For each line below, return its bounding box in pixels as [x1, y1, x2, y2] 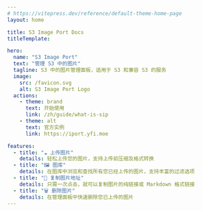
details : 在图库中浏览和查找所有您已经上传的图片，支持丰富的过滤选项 [19, 169, 195, 175]
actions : [13, 92, 38, 99]
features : [7, 142, 36, 149]
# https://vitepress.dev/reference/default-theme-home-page [7, 10, 183, 17]
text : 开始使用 [25, 105, 65, 112]
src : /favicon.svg [19, 79, 72, 86]
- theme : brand [19, 99, 63, 105]
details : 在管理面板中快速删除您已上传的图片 [19, 193, 134, 201]
